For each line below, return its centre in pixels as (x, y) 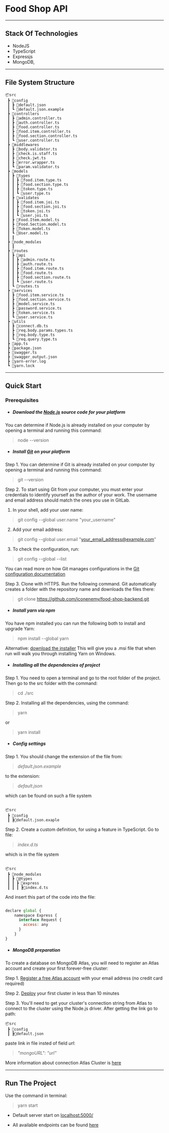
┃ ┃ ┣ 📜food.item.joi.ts (33, 202)
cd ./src (25, 693)
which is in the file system (32, 854)
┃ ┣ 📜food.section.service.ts (39, 299)
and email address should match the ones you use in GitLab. (68, 500)
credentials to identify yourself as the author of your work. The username (81, 495)
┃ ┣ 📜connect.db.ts (28, 326)
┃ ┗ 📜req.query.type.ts (32, 339)
